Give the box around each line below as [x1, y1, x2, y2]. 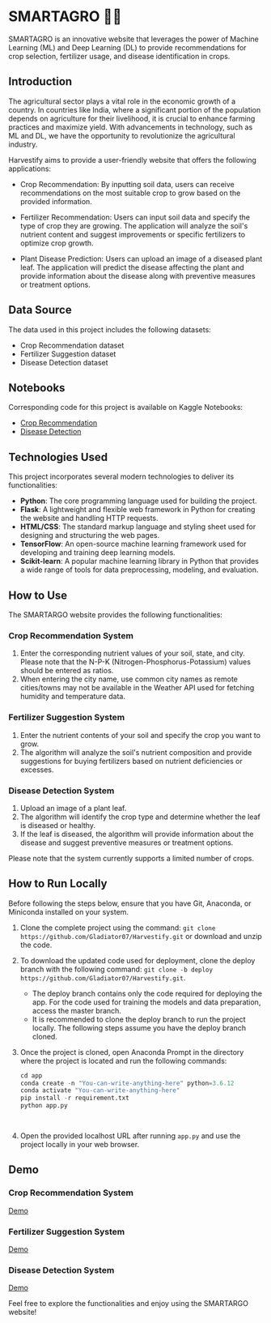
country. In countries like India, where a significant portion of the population [8, 105, 261, 114]
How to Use [8, 588, 68, 602]
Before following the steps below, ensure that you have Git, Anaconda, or [8, 898, 252, 908]
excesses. [19, 765, 54, 775]
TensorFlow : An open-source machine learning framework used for [19, 539, 247, 549]
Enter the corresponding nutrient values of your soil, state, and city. [19, 648, 245, 659]
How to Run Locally [8, 877, 108, 890]
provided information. [19, 196, 93, 206]
